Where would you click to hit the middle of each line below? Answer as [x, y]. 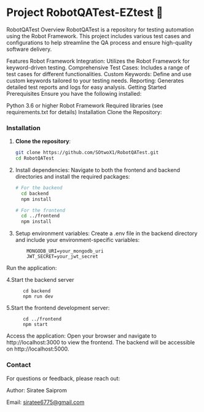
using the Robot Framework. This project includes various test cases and [99, 36]
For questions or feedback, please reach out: [63, 378]
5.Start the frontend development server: [58, 308]
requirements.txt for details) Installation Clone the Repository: [84, 112]
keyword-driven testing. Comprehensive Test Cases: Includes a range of [98, 68]
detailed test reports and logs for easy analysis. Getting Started [87, 87]
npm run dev [38, 297]
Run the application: [32, 268]
